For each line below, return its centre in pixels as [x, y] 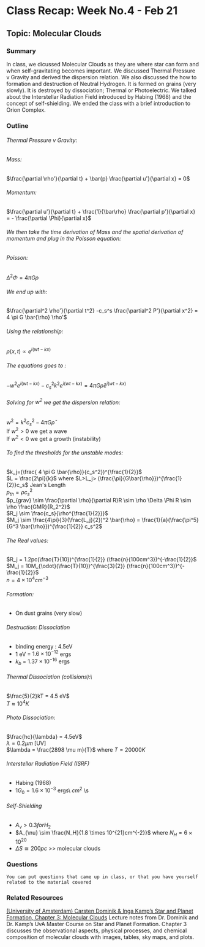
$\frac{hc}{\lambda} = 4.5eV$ [44, 736]
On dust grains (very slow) [49, 613]
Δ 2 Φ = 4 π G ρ [23, 277]
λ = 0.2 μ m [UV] [26, 743]
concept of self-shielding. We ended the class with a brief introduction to [99, 103]
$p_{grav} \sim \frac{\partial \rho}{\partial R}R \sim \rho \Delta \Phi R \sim [99, 501]
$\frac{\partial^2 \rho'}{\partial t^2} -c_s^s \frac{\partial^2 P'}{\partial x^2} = [102, 311]
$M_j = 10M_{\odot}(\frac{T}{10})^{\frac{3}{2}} [66, 566]
